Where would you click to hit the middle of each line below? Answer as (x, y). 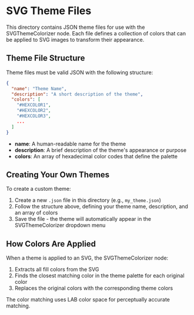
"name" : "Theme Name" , (39, 89)
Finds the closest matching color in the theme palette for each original (99, 276)
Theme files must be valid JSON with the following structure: (80, 72)
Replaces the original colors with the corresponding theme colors (94, 288)
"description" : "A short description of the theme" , (77, 94)
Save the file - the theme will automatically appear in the (83, 219)
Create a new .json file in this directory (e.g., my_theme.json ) (88, 200)
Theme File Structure (46, 58)
